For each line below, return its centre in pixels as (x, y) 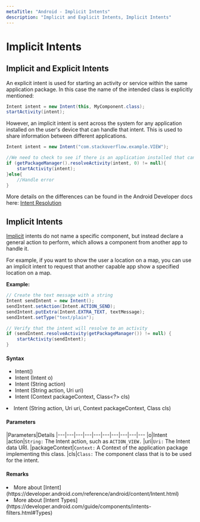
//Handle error (36, 180)
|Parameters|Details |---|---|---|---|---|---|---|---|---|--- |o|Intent (87, 435)
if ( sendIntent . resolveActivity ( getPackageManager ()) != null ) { (89, 334)
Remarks (18, 474)
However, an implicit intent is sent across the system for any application (94, 123)
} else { (14, 174)
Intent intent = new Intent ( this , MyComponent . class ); (76, 107)
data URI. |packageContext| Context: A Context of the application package (97, 448)
